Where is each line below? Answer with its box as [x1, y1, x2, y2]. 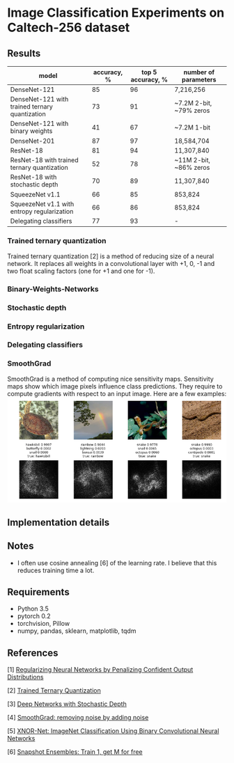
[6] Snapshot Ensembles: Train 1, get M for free [7, 748, 143, 756]
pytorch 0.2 [17, 612, 51, 620]
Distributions [7, 673, 44, 682]
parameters [182, 75, 217, 84]
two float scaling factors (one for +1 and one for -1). [7, 267, 155, 275]
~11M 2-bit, [173, 156, 211, 164]
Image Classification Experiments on [7, 5, 225, 21]
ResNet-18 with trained [10, 156, 79, 164]
